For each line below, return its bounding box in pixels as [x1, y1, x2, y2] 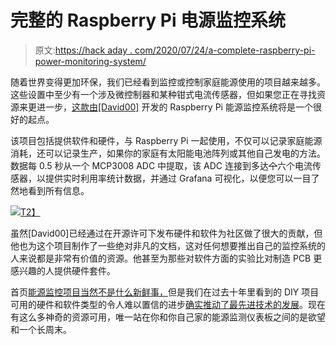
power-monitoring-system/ [34, 55, 147, 67]
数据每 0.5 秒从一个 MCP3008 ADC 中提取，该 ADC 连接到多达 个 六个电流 [10, 159, 313, 171]
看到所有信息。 [27, 184, 90, 196]
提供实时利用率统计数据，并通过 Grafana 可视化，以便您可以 [44, 172, 294, 184]
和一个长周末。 [10, 323, 72, 335]
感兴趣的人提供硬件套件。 [10, 264, 116, 276]
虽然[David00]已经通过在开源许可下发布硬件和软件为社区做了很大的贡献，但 [10, 227, 323, 239]
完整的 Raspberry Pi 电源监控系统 [10, 9, 287, 32]
